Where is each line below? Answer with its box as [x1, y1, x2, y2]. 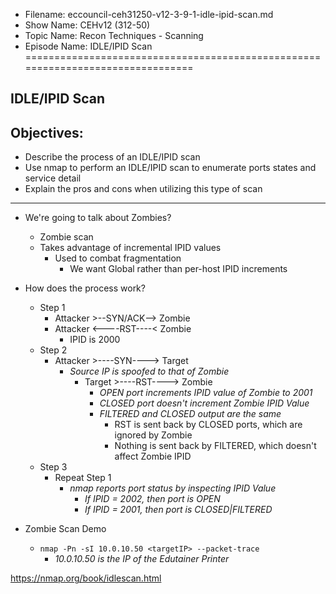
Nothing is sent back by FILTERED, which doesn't [114, 440, 317, 452]
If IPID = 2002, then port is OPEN [84, 493, 221, 505]
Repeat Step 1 [54, 472, 112, 484]
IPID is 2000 [69, 334, 121, 346]
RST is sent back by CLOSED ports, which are [114, 419, 303, 431]
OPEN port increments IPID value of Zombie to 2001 [99, 387, 313, 399]
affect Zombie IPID [114, 450, 192, 463]
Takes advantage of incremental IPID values [39, 242, 222, 254]
